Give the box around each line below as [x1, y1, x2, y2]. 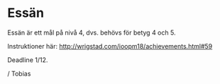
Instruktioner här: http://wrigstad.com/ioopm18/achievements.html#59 [7, 42, 213, 50]
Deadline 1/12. [7, 55, 48, 64]
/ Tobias [7, 69, 31, 78]
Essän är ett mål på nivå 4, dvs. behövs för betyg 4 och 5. [7, 28, 176, 37]
